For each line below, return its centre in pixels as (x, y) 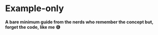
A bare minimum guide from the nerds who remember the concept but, (79, 22)
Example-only (35, 9)
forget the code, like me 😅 (33, 27)
